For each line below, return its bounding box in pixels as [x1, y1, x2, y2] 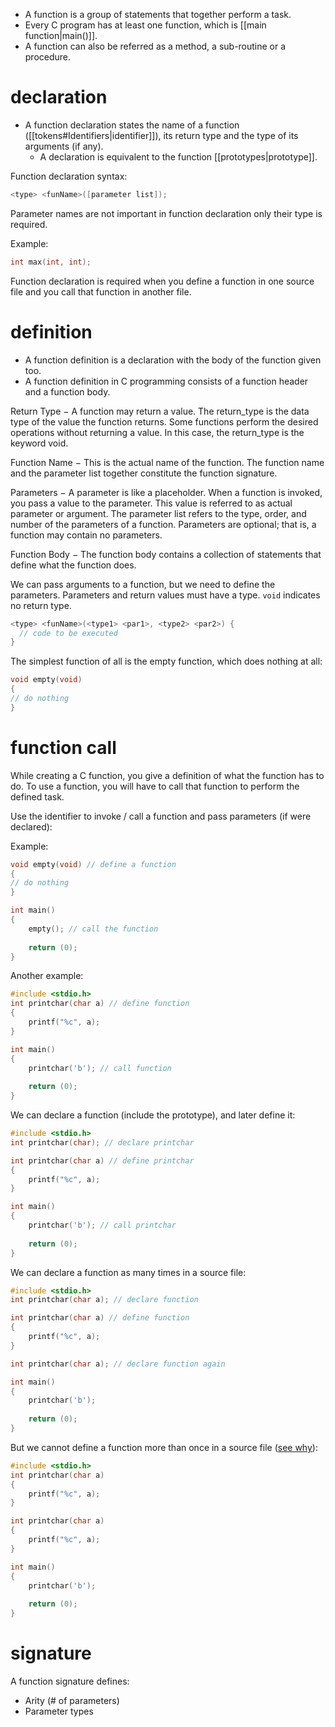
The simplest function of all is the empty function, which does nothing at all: [10, 655, 323, 668]
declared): [10, 820, 53, 833]
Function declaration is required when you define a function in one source [10, 275, 315, 287]
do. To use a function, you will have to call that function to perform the [10, 780, 300, 792]
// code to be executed [19, 628, 118, 638]
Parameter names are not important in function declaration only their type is [10, 207, 323, 219]
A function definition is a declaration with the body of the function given [24, 354, 322, 366]
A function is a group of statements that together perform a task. [24, 9, 292, 20]
